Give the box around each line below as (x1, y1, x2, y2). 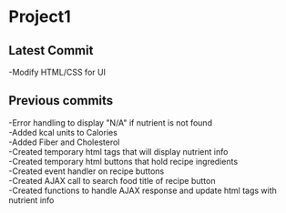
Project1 (8, 6, 72, 27)
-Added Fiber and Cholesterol (8, 137, 120, 147)
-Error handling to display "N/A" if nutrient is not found (8, 117, 213, 128)
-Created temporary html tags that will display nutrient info (8, 146, 229, 157)
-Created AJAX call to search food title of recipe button (8, 175, 216, 186)
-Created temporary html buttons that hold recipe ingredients (8, 156, 239, 167)
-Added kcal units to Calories (8, 127, 117, 137)
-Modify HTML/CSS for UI (8, 66, 107, 77)
